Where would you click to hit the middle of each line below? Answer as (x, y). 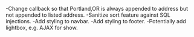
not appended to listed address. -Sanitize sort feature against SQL (88, 15)
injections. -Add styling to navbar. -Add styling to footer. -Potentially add (96, 21)
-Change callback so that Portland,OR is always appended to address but (97, 9)
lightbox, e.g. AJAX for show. (42, 27)
